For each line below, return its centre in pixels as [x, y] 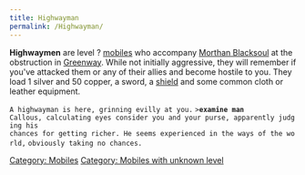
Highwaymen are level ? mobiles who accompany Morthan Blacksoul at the [151, 52]
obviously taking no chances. [85, 143]
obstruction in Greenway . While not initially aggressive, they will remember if [153, 62]
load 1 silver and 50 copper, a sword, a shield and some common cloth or [147, 81]
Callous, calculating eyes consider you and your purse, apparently [142, 118]
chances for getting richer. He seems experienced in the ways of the [146, 133]
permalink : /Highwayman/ [56, 26]
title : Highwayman [44, 18]
